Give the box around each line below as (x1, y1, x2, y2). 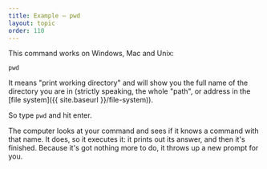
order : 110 (8, 26, 45, 34)
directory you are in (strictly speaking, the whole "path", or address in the (8, 87, 251, 96)
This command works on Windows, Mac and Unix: (8, 49, 175, 58)
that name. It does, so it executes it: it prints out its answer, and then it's (8, 135, 246, 144)
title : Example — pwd (8, 11, 81, 20)
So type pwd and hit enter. (8, 111, 92, 120)
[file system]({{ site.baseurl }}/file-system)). (8, 95, 154, 105)
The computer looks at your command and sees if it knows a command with (8, 126, 259, 136)
